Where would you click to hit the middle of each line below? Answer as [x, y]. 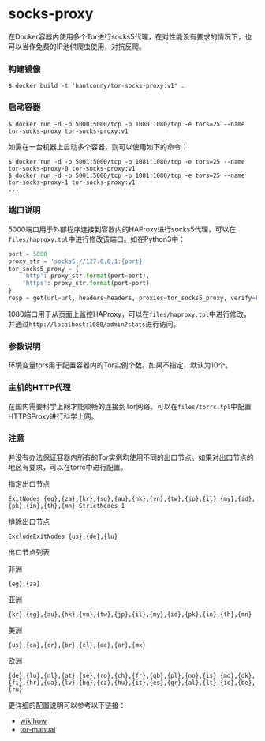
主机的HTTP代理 [39, 388]
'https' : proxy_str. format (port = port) [86, 284]
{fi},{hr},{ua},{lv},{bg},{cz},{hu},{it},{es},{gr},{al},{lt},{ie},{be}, [132, 683]
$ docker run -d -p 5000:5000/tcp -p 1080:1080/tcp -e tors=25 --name [127, 124]
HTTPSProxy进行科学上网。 [53, 416]
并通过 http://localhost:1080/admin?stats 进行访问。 [94, 324]
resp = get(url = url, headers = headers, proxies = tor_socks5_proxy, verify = [132, 298]
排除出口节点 [29, 521]
